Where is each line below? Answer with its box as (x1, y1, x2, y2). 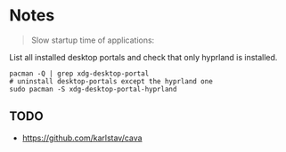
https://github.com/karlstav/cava (21, 132, 143, 143)
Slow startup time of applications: (30, 35, 155, 45)
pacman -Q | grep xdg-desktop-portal (9, 68, 150, 78)
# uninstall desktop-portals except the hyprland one (9, 76, 214, 85)
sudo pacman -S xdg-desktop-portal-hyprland (9, 84, 177, 93)
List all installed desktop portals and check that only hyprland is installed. (9, 52, 278, 62)
